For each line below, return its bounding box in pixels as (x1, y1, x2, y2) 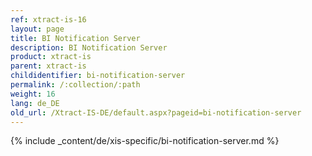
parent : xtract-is (10, 61, 87, 71)
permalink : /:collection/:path (10, 80, 141, 90)
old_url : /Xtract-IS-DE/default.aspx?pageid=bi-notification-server (10, 107, 302, 118)
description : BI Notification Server (10, 42, 168, 53)
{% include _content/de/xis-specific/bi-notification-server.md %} (10, 135, 280, 147)
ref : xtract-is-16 (10, 14, 87, 25)
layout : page (10, 24, 65, 34)
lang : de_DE (10, 98, 60, 108)
